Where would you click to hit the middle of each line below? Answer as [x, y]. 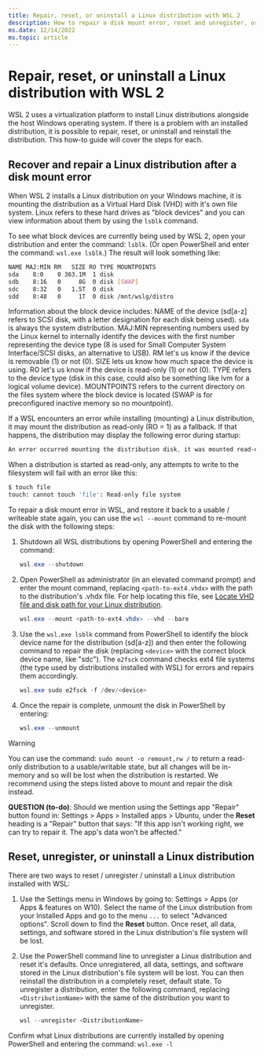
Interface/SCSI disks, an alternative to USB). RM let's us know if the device [129, 353]
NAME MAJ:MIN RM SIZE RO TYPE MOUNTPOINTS [82, 267]
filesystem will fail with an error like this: [73, 473]
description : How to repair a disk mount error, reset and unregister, [128, 23]
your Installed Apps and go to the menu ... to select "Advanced [123, 916]
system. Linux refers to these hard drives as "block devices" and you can [126, 212]
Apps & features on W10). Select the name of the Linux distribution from [136, 907]
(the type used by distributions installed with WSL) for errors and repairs [137, 667]
